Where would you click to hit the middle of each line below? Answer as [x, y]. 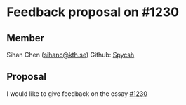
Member [26, 38]
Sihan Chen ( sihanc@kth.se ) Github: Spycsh [71, 55]
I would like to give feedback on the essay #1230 [77, 93]
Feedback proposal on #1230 [93, 12]
